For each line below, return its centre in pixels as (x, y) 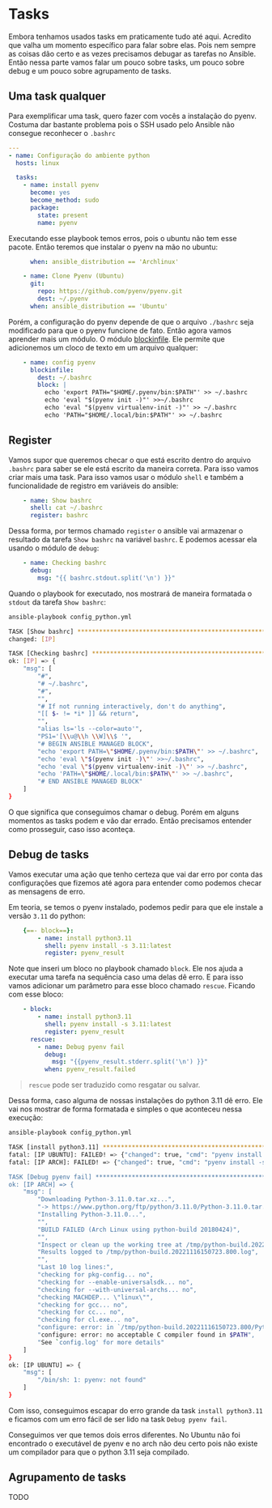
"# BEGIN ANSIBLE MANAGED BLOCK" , (96, 744)
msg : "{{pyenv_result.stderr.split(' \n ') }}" (130, 1062)
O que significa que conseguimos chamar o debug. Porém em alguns (124, 812)
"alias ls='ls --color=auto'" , (90, 729)
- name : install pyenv (61, 185)
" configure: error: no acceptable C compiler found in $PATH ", (146, 1335)
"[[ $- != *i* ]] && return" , (88, 714)
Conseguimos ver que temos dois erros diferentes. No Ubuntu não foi (124, 1434)
